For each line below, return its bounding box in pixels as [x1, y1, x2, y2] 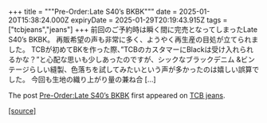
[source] [8, 106, 37, 115]
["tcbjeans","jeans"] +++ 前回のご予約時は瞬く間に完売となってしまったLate [8, 25, 257, 34]
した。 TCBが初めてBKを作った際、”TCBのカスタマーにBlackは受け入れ [8, 45, 240, 54]
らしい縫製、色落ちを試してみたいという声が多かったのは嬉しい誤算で [29, 65, 260, 74]
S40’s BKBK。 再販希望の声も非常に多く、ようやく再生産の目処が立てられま [8, 35, 259, 44]
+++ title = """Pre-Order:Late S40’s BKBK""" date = [8, 7, 178, 16]
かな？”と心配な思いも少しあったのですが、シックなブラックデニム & [14, 55, 241, 64]
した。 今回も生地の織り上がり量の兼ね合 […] [8, 75, 157, 84]
